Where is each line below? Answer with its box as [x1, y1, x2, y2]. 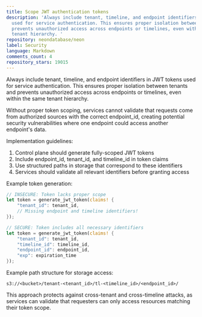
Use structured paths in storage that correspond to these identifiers [14, 162, 183, 169]
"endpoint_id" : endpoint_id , [17, 247, 90, 253]
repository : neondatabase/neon [6, 37, 85, 43]
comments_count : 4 [6, 54, 52, 60]
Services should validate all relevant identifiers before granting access [14, 168, 189, 175]
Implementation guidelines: [6, 137, 73, 144]
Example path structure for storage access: [6, 269, 114, 276]
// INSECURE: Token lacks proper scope [6, 191, 106, 197]
